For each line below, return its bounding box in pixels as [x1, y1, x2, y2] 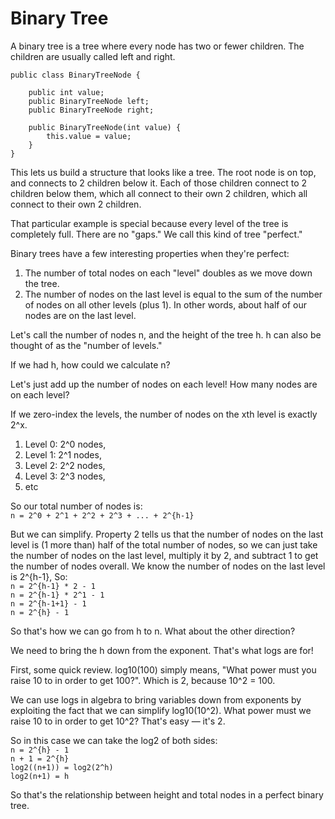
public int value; [28, 87, 105, 97]
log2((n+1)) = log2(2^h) [10, 762, 114, 772]
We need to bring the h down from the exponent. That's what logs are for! [10, 644, 314, 656]
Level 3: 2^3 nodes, [24, 470, 106, 482]
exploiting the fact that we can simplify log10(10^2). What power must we [10, 704, 312, 716]
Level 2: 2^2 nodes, [24, 459, 106, 471]
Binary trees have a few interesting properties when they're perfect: [10, 247, 290, 259]
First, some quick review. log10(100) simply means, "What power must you [10, 663, 317, 676]
